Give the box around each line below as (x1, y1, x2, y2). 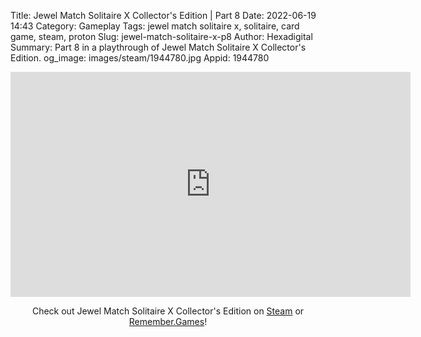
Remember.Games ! (128, 316, 208, 327)
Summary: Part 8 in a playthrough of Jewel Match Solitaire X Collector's (10, 41, 307, 53)
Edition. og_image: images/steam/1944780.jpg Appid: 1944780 (10, 52, 270, 64)
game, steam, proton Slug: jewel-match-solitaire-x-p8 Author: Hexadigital (10, 31, 313, 42)
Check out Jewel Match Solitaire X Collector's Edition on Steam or (31, 305, 305, 317)
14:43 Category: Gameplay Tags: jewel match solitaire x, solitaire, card (10, 20, 300, 32)
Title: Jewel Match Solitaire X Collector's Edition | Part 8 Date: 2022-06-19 (10, 10, 317, 21)
